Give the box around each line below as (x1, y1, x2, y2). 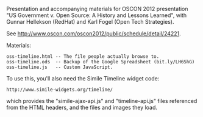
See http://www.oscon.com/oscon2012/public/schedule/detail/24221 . (6, 30, 181, 37)
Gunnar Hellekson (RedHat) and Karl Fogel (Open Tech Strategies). (6, 18, 175, 25)
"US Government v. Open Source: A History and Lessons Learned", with (6, 12, 187, 19)
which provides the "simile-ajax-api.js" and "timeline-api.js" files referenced (6, 97, 198, 104)
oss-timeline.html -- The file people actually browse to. (6, 54, 160, 60)
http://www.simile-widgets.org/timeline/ (6, 87, 113, 93)
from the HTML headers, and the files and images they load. (6, 104, 157, 111)
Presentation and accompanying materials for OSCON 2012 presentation (6, 5, 188, 12)
